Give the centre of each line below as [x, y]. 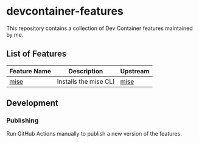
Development [33, 103]
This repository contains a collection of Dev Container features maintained [100, 28]
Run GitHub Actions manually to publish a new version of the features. [94, 134]
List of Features [37, 54]
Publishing [23, 120]
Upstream [135, 71]
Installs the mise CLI [86, 81]
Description [86, 71]
